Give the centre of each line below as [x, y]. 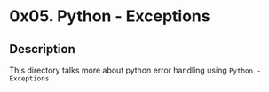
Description [42, 49]
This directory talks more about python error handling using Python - [135, 70]
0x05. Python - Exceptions [110, 16]
